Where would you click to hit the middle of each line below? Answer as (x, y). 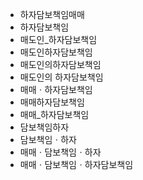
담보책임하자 (44, 127)
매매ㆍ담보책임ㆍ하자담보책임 (76, 164)
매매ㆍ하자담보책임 (56, 89)
